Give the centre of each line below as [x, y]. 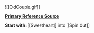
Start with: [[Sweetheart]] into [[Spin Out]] [47, 25]
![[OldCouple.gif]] [22, 7]
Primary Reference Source [32, 16]
